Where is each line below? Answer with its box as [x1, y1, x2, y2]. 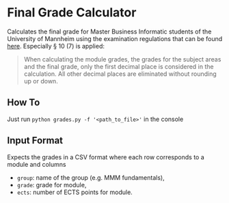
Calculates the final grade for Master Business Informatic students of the [7, 27, 212, 36]
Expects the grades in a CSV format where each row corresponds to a [7, 152, 205, 161]
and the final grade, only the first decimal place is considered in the [23, 62, 214, 70]
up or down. [23, 77, 58, 85]
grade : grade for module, [16, 180, 87, 189]
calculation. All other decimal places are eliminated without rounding [23, 70, 217, 78]
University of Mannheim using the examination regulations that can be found [7, 34, 223, 42]
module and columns [7, 160, 66, 168]
